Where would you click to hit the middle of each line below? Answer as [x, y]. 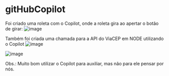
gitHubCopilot [35, 9]
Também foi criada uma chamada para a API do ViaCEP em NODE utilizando [85, 39]
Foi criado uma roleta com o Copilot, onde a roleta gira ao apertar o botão [82, 23]
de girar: [14, 28]
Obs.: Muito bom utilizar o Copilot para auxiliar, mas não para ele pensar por [85, 63]
